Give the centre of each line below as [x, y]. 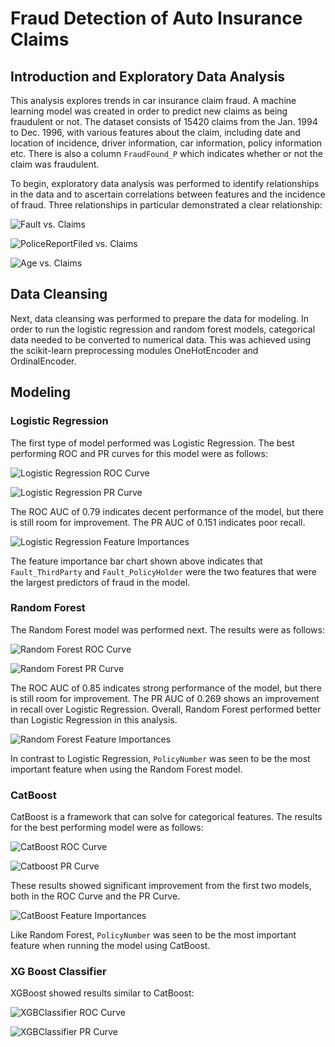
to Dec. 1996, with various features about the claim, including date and [155, 132]
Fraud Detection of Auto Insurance [156, 18]
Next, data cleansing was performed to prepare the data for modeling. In [160, 318]
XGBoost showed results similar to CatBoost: [102, 993]
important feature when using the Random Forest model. [126, 769]
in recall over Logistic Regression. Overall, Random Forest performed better [166, 709]
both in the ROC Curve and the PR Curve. [95, 896]
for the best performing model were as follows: [107, 828]
